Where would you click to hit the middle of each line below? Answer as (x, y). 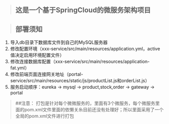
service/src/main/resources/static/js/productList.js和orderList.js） (80, 81)
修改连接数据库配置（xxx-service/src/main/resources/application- (80, 62)
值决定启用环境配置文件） (37, 55)
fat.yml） (20, 68)
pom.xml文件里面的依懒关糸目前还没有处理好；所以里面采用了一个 (94, 110)
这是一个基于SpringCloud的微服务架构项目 (83, 10)
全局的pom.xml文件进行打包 (45, 116)
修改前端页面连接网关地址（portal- (47, 75)
